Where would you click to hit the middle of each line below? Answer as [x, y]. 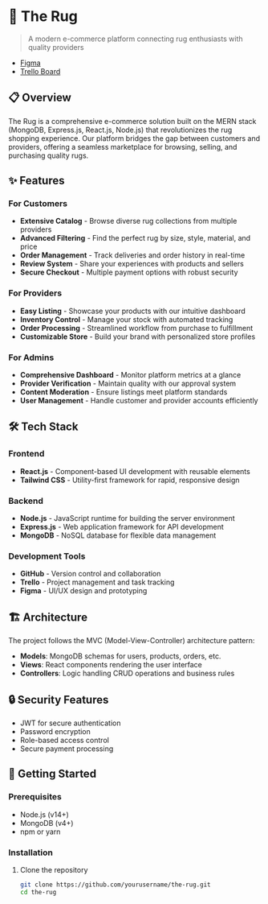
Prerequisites [35, 797]
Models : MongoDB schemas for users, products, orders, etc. [120, 656]
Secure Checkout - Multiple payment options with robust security [129, 272]
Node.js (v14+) [45, 814]
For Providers [35, 293]
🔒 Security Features [59, 700]
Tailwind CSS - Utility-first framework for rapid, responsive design [130, 480]
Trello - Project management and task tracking [97, 582]
